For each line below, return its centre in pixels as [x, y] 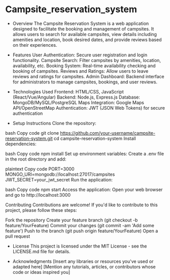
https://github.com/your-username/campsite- [108, 133]
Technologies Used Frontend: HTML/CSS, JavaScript [68, 91]
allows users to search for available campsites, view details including [85, 34]
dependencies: [21, 144]
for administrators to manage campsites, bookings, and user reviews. [85, 82]
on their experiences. [35, 45]
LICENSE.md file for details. [41, 251]
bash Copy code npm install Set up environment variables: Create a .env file [84, 153]
